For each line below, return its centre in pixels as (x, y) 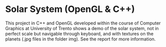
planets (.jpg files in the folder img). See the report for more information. (80, 39)
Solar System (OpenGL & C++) (70, 9)
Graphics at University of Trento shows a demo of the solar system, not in (82, 28)
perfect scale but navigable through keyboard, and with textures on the (79, 33)
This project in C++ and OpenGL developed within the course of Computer (83, 23)
